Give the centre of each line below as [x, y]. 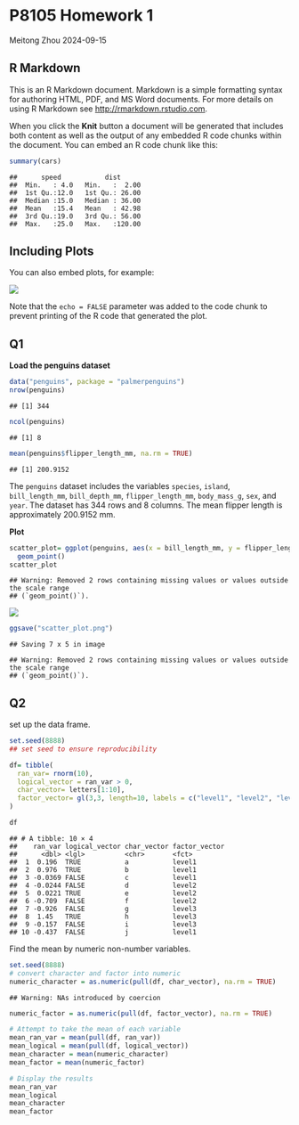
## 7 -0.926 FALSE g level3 [103, 909]
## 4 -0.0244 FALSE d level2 [103, 885]
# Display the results [51, 1079]
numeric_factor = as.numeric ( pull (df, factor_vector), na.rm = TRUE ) [141, 1013]
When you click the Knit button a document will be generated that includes [146, 126]
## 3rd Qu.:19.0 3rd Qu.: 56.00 [75, 216]
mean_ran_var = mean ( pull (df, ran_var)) [85, 1038]
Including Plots [52, 252]
